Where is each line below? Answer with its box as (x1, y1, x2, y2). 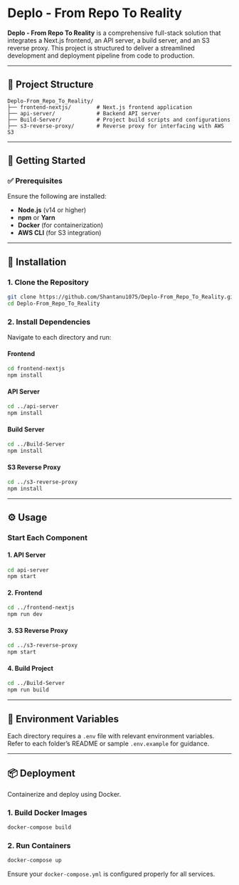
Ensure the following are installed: (7, 192, 107, 201)
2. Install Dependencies (7, 317, 91, 327)
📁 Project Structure (7, 78, 94, 90)
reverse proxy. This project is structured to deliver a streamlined (7, 43, 196, 52)
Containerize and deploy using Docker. (7, 790, 122, 798)
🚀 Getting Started (7, 155, 86, 167)
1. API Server (7, 550, 46, 559)
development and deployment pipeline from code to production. (7, 51, 195, 60)
